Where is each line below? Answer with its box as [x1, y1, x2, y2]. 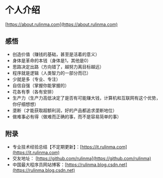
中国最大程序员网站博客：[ [12, 162, 67, 168]
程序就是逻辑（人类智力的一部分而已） [12, 70, 91, 76]
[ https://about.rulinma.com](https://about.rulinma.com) [5, 21, 118, 27]
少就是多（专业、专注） [12, 76, 61, 82]
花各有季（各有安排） [12, 88, 56, 95]
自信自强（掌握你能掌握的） [12, 82, 70, 88]
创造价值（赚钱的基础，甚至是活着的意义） [12, 51, 100, 57]
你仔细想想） [12, 101, 39, 107]
